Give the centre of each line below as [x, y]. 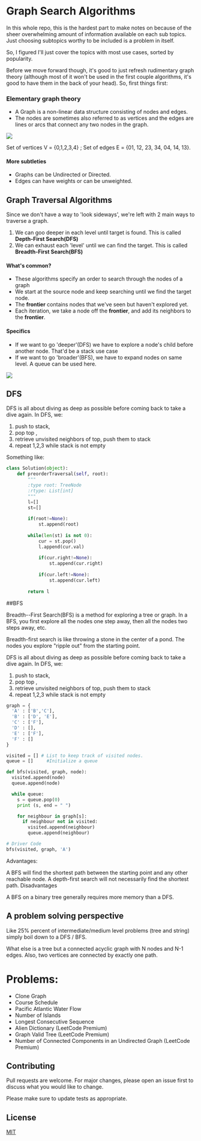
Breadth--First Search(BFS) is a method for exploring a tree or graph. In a [97, 615]
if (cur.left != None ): [64, 575]
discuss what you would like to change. [55, 1087]
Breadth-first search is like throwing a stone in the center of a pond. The [95, 639]
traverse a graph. [28, 221]
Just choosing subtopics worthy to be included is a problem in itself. [91, 40]
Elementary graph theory [43, 99]
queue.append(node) [36, 783]
